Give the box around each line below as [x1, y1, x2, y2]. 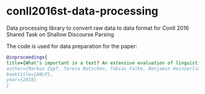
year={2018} [6, 77, 37, 83]
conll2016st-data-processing [6, 4, 159, 18]
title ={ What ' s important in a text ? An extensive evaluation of [6, 59, 173, 66]
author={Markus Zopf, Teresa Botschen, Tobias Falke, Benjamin [6, 65, 171, 72]
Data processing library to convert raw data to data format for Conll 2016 [6, 24, 189, 32]
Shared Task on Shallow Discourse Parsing [6, 30, 114, 38]
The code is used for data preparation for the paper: [6, 42, 137, 50]
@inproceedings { [6, 54, 48, 60]
